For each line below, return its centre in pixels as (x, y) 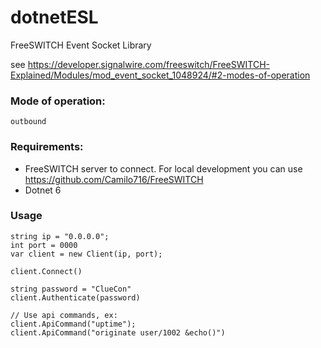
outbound (28, 122)
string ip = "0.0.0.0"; (60, 236)
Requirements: (47, 147)
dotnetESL (54, 17)
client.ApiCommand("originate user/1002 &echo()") (118, 332)
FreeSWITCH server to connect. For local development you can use (163, 168)
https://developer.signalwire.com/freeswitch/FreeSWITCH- (149, 64)
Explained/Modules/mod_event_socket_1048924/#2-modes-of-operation (160, 75)
